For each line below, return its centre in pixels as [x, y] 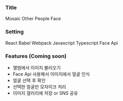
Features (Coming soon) [36, 56]
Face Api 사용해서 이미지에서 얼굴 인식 [51, 74]
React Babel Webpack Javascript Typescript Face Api [62, 43]
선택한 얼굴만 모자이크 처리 [39, 87]
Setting [15, 32]
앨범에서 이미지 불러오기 [37, 68]
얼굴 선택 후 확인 [29, 80]
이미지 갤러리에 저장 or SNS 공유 [45, 93]
